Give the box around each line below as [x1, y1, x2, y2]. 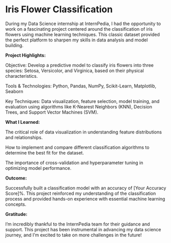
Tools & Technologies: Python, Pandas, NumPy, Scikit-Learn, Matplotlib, [5, 83, 157, 89]
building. [5, 42, 24, 48]
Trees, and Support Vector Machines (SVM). [5, 109, 99, 115]
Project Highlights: [5, 52, 46, 58]
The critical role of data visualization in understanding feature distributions [5, 129, 162, 135]
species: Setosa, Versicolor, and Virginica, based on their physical [5, 68, 144, 74]
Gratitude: [5, 211, 28, 217]
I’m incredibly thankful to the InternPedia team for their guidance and [5, 221, 150, 227]
